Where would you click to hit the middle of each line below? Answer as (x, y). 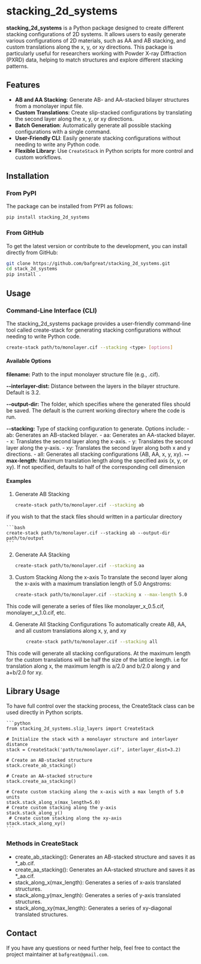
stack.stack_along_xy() (36, 823)
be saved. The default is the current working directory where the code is (96, 410)
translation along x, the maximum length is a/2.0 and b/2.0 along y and (94, 666)
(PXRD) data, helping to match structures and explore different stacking (94, 60)
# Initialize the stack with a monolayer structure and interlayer (92, 739)
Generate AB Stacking (42, 494)
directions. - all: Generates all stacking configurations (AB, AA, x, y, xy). (94, 454)
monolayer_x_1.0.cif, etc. (36, 612)
